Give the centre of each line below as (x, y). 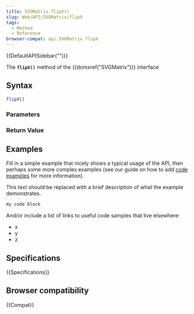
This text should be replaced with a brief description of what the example (95, 187)
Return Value (25, 130)
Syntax (19, 86)
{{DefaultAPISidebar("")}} (37, 56)
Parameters (23, 114)
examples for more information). (45, 176)
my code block (24, 204)
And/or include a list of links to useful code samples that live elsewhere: (93, 216)
